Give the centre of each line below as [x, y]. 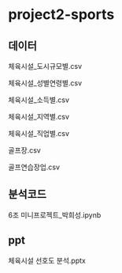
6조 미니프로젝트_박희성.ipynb [55, 214]
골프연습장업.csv [34, 167]
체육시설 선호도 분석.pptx [47, 260]
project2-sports [61, 15]
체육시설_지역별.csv [39, 117]
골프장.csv [24, 150]
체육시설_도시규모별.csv [45, 66]
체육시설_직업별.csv [39, 133]
